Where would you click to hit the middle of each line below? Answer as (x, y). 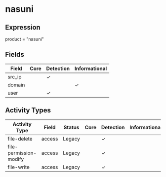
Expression (23, 27)
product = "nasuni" (25, 39)
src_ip (15, 76)
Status (71, 127)
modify (16, 159)
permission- (22, 153)
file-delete (20, 139)
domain (16, 85)
